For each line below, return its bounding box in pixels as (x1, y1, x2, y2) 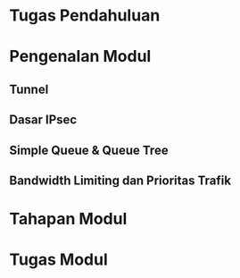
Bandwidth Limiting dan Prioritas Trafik (9, 173, 232, 188)
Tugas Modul (9, 249, 109, 270)
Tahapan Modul (9, 209, 128, 229)
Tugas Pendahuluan (9, 5, 161, 26)
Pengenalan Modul (9, 46, 152, 67)
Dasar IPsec (9, 113, 78, 128)
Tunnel (9, 81, 49, 97)
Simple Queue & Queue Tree (9, 142, 169, 157)
